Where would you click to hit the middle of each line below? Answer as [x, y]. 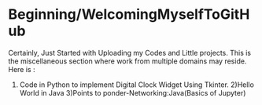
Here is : [22, 69]
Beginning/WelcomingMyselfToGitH [129, 14]
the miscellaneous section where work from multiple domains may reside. [127, 61]
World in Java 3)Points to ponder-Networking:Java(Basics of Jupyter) [133, 92]
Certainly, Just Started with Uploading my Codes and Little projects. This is [130, 52]
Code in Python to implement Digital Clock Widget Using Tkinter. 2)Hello [137, 85]
